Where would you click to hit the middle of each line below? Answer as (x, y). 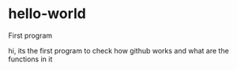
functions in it (30, 59)
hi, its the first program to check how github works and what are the (118, 50)
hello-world (47, 14)
